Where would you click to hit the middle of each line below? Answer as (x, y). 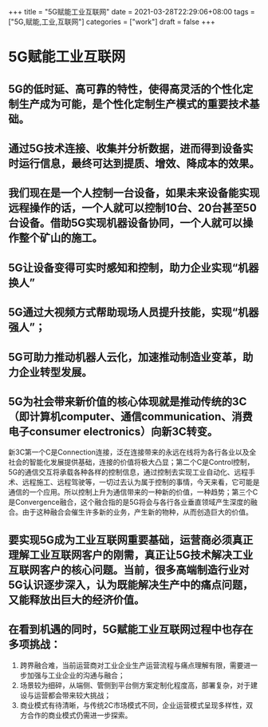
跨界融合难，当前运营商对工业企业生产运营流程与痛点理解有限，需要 (132, 665)
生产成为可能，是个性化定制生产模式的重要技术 (134, 103)
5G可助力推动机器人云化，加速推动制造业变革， (126, 357)
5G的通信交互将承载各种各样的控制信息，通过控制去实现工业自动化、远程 (128, 472)
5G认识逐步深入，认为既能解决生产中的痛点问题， (131, 584)
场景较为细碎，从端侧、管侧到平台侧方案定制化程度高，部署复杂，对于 (135, 685)
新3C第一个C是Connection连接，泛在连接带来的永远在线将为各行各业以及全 (132, 452)
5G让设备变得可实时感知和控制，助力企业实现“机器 (134, 267)
